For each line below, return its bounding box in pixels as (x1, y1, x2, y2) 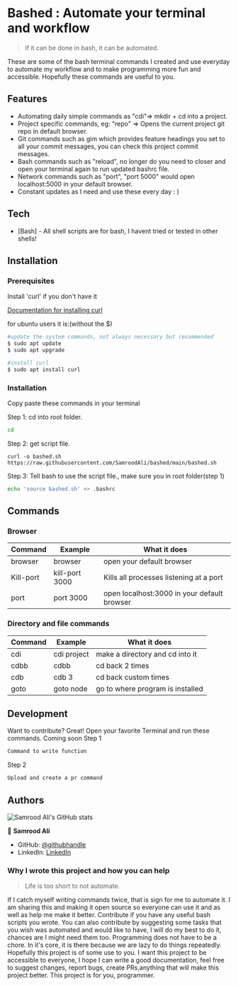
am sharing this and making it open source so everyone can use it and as (7, 903, 221, 911)
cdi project (53, 649, 90, 659)
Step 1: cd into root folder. (7, 412, 83, 421)
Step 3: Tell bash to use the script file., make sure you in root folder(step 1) (7, 471, 225, 480)
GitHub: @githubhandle (17, 840, 86, 849)
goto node (53, 684, 88, 694)
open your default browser (103, 557, 193, 566)
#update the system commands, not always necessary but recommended (7, 334, 214, 341)
